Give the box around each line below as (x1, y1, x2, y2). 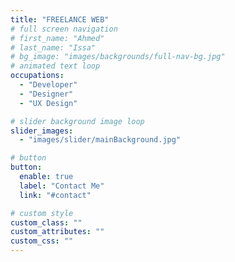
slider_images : (10, 126, 74, 136)
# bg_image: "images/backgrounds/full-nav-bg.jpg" (10, 52, 226, 62)
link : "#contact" (19, 190, 92, 200)
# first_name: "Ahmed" (10, 33, 105, 43)
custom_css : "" (10, 236, 74, 246)
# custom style (10, 208, 74, 218)
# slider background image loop (10, 116, 145, 126)
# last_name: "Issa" (10, 42, 97, 53)
